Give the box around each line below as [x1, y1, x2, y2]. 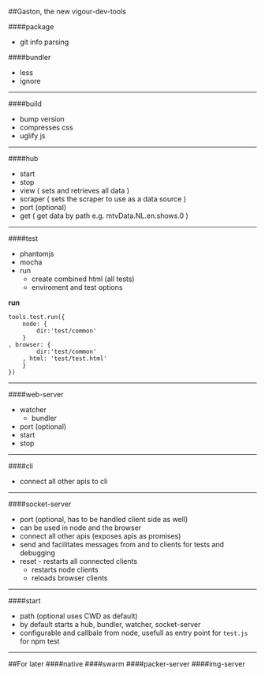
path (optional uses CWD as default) [19, 611, 138, 621]
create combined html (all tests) [31, 274, 135, 284]
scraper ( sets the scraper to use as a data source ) [19, 194, 187, 204]
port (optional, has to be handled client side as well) [19, 515, 188, 524]
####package [8, 22, 54, 31]
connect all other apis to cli [19, 477, 108, 486]
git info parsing [19, 37, 69, 47]
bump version [19, 115, 65, 123]
